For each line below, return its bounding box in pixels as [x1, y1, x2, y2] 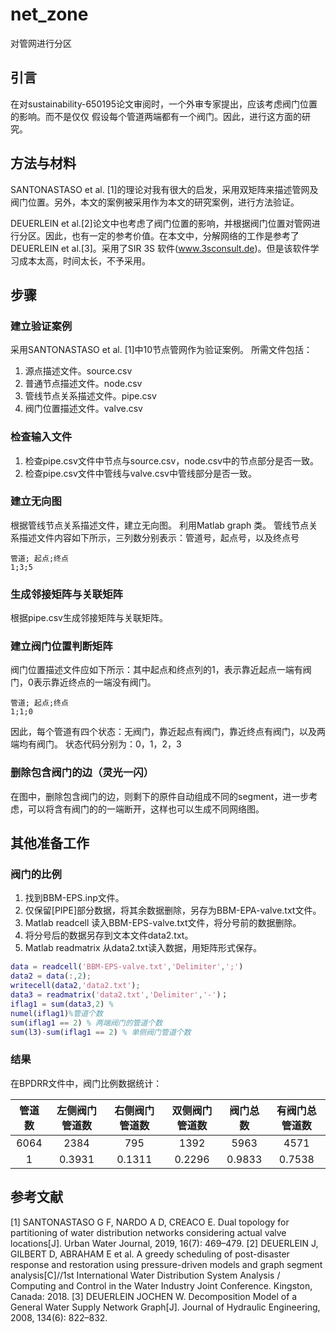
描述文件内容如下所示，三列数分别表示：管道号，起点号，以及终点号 [18, 531, 300, 543]
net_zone [10, 3, 89, 26]
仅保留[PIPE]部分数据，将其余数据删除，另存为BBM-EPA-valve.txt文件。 [24, 904, 322, 917]
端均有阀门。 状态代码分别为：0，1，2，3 [10, 738, 182, 750]
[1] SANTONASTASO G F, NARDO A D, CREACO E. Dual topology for [10, 1216, 290, 1228]
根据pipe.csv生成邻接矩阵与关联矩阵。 [10, 612, 168, 624]
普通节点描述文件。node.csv [24, 378, 143, 390]
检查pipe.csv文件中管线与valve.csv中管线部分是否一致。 [24, 467, 257, 479]
